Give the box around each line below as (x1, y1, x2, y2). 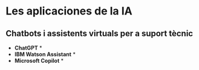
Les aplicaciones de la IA (5, 4, 132, 18)
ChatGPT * (14, 44, 42, 51)
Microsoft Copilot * (14, 57, 64, 64)
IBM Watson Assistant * (14, 51, 76, 58)
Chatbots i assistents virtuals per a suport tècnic (5, 28, 194, 39)
